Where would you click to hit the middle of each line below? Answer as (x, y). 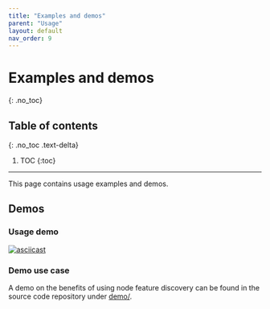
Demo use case (39, 270)
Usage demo (33, 232)
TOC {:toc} (38, 161)
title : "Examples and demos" (57, 16)
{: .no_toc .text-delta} (43, 145)
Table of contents (53, 126)
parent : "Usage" (35, 23)
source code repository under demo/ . (70, 296)
